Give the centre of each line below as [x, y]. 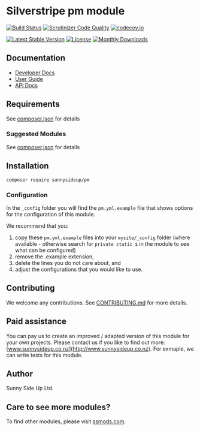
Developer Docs [35, 73]
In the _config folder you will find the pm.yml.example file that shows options [100, 207]
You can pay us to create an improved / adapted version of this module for [98, 336]
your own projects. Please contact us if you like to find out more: [86, 342]
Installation [28, 166]
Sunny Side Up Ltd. [30, 388]
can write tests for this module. [44, 355]
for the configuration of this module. [51, 214]
